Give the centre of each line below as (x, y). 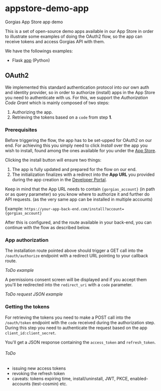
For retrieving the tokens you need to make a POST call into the (68, 317)
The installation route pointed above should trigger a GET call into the (74, 250)
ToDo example (19, 270)
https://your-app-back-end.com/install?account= (74, 209)
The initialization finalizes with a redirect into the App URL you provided (83, 174)
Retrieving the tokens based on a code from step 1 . (62, 117)
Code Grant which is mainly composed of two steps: (57, 103)
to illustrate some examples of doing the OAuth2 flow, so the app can (74, 36)
